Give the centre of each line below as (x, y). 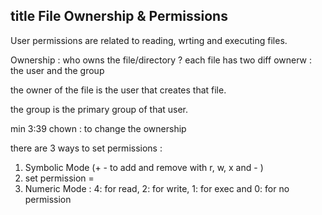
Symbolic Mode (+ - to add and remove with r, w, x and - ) (144, 167)
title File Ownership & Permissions (119, 16)
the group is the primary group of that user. (99, 109)
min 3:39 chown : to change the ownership (98, 128)
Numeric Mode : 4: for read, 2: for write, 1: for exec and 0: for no (157, 188)
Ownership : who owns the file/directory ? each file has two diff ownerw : (161, 60)
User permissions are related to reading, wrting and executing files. (149, 40)
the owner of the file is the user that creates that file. (118, 90)
